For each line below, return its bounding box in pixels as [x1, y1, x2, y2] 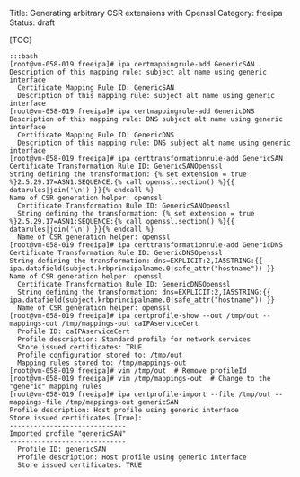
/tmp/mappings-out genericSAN [66, 398, 179, 407]
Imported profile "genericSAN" [9, 429, 127, 438]
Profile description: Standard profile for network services [17, 335, 251, 344]
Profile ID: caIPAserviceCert [17, 327, 130, 336]
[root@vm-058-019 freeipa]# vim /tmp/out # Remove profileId [9, 367, 247, 375]
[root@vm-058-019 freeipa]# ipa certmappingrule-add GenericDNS [9, 107, 255, 116]
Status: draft [9, 17, 56, 28]
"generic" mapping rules [9, 382, 102, 391]
